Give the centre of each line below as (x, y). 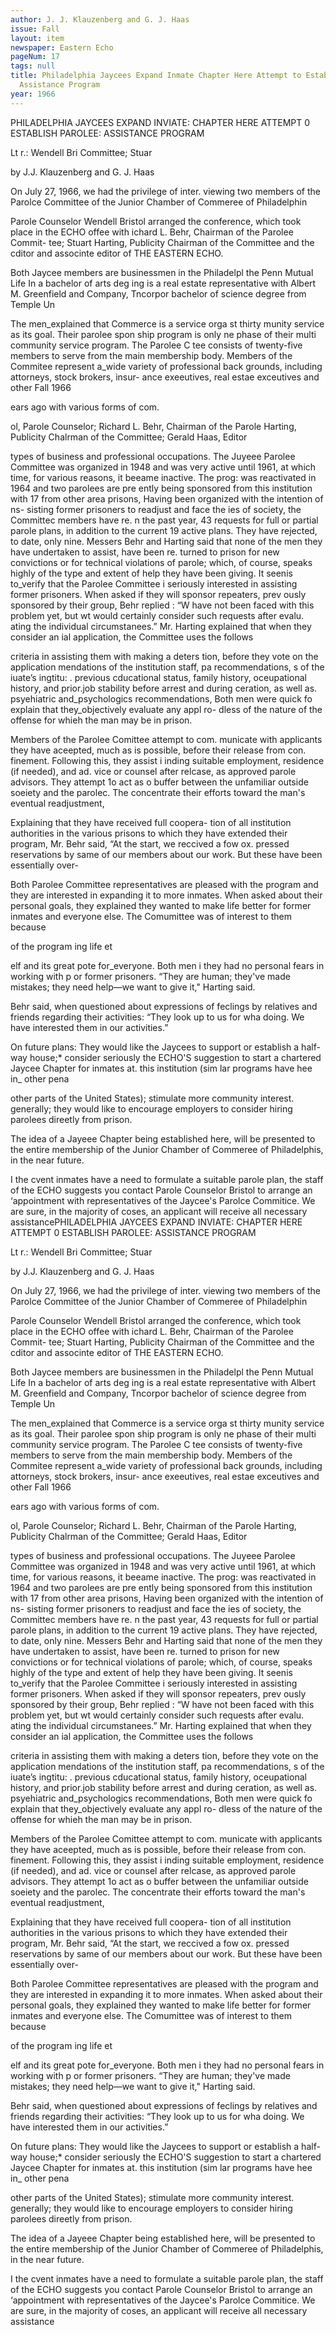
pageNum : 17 (35, 57)
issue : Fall (35, 29)
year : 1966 (33, 94)
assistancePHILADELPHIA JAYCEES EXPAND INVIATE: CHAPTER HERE (156, 1222)
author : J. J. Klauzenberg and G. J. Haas (100, 19)
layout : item (37, 38)
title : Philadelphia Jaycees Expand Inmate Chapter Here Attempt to (156, 76)
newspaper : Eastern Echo (62, 47)
